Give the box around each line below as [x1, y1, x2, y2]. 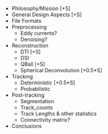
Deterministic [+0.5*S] [20, 79, 75, 86]
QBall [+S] [20, 61, 46, 68]
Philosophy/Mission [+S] [11, 5, 71, 12]
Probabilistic [20, 86, 51, 92]
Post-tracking [11, 91, 45, 98]
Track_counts [20, 104, 53, 111]
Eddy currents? [20, 30, 57, 37]
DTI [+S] [20, 48, 41, 55]
